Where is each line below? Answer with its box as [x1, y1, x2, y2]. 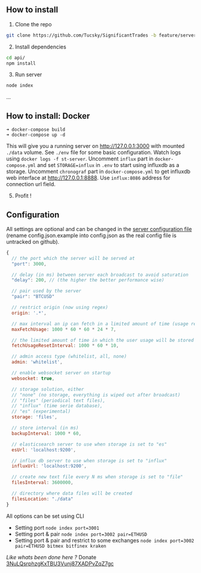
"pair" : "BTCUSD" [11, 293, 55, 300]
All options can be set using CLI [6, 512, 85, 520]
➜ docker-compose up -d [6, 132, 66, 138]
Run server [14, 71, 42, 78]
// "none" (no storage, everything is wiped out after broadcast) [11, 392, 181, 398]
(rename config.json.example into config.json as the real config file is [6, 232, 176, 239]
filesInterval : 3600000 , [11, 480, 74, 486]
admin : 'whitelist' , [11, 359, 63, 365]
